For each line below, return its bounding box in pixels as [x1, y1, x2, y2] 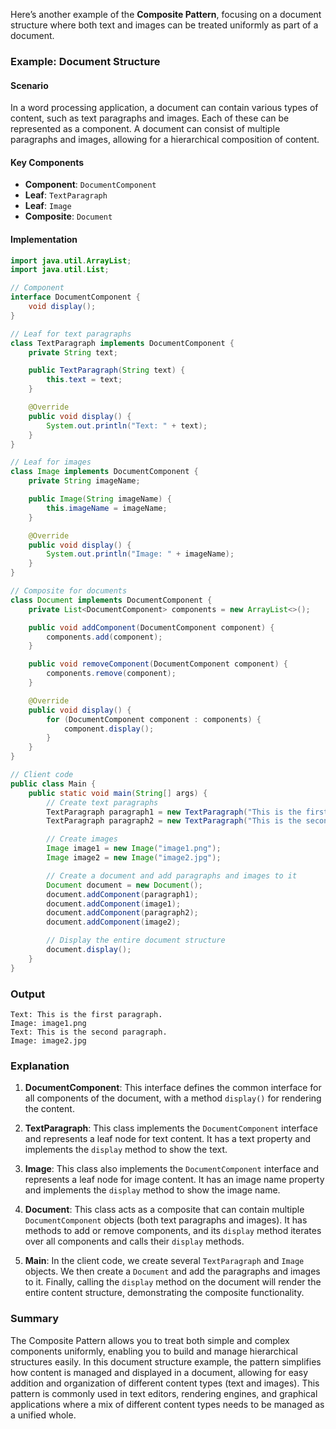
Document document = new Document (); [46, 880, 203, 890]
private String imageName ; [28, 476, 141, 486]
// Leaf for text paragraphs [10, 329, 132, 339]
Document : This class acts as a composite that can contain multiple [24, 1204, 305, 1216]
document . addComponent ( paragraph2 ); [46, 908, 199, 918]
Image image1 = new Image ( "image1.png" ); [46, 844, 222, 854]
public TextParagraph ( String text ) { [28, 365, 186, 376]
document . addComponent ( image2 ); [46, 917, 182, 928]
